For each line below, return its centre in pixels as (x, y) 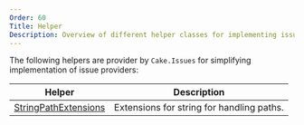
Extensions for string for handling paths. (199, 108)
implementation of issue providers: (74, 70)
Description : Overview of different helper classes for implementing (143, 34)
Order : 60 (28, 18)
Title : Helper (36, 26)
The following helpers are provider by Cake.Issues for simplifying (130, 61)
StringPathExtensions (60, 108)
